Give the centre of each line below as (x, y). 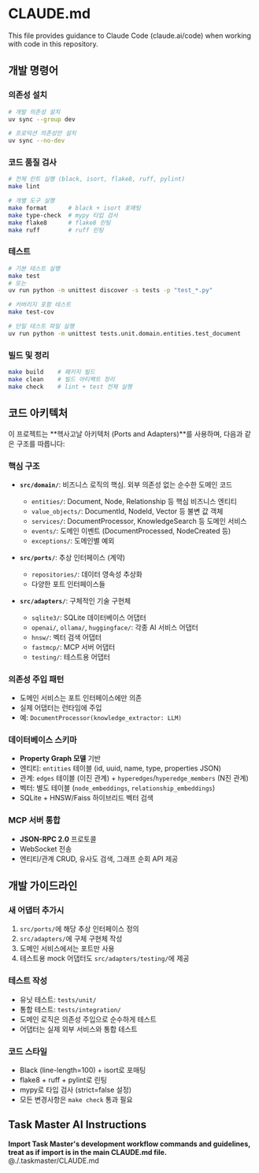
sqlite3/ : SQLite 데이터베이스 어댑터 (89, 617)
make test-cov (31, 312)
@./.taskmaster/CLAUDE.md (54, 1160)
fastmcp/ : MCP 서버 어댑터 (73, 647)
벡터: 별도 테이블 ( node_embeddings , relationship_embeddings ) (117, 788)
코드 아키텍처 (38, 413)
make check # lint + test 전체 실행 (70, 387)
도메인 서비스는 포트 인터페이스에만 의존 (81, 698)
